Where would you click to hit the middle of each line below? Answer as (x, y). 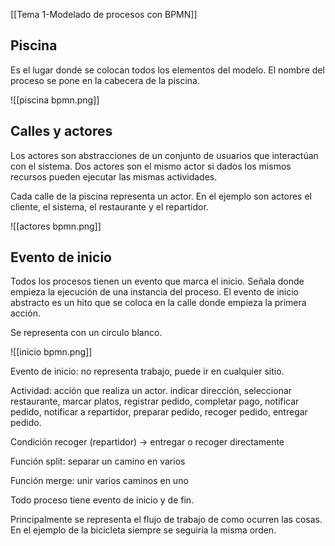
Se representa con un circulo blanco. (86, 333)
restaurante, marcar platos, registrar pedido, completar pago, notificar (155, 401)
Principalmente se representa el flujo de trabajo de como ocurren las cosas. (166, 520)
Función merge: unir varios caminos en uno (99, 481)
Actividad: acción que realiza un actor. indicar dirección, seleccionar (151, 391)
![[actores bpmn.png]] (56, 226)
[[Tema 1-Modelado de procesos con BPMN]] (104, 14)
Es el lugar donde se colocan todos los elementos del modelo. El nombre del (167, 70)
